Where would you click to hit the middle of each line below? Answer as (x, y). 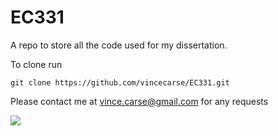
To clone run (36, 64)
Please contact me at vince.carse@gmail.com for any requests (139, 101)
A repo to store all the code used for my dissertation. (119, 45)
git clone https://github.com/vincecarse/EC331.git (120, 82)
